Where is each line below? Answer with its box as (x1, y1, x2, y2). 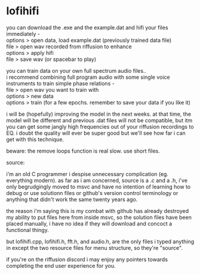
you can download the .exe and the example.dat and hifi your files (6, 24, 168, 31)
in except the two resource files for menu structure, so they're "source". (6, 244, 183, 251)
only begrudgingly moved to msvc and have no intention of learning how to (6, 183, 191, 190)
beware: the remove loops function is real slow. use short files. (6, 147, 160, 155)
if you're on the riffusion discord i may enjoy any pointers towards (6, 255, 168, 263)
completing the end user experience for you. (6, 262, 116, 269)
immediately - (6, 30, 41, 37)
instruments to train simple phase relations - (6, 79, 115, 87)
